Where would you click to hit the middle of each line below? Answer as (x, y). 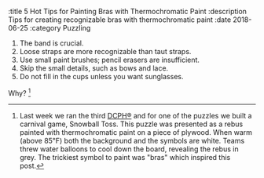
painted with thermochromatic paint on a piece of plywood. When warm (136, 132)
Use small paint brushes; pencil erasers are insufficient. (110, 60)
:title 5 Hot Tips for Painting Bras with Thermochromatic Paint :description (128, 11)
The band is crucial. (51, 43)
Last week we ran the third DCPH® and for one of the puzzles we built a (136, 115)
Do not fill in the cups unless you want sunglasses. (101, 76)
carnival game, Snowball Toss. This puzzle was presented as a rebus (131, 124)
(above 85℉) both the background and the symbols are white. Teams (132, 140)
